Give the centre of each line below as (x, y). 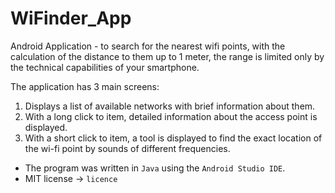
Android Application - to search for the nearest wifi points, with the (148, 46)
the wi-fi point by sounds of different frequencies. (127, 148)
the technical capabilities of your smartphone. (105, 67)
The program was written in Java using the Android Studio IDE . (155, 168)
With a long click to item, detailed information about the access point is (171, 116)
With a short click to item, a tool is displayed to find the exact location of (173, 138)
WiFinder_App (71, 18)
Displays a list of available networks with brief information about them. (170, 106)
